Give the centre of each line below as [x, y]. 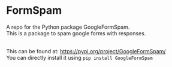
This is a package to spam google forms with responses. [76, 33]
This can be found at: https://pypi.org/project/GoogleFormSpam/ [86, 51]
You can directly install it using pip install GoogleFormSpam [79, 57]
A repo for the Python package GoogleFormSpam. [68, 27]
